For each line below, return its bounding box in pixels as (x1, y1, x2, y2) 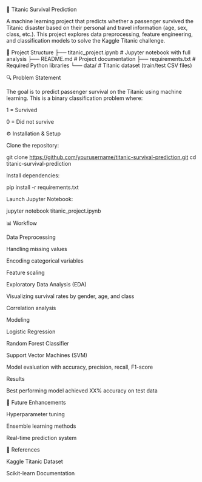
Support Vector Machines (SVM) (6, 352, 88, 359)
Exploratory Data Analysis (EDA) (6, 281, 87, 288)
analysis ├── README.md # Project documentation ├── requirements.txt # (6, 55, 196, 62)
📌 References (6, 446, 41, 453)
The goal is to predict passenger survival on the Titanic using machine (6, 88, 182, 95)
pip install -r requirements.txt (6, 183, 79, 191)
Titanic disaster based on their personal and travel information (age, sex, (6, 24, 188, 31)
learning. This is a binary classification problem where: (6, 94, 143, 102)
